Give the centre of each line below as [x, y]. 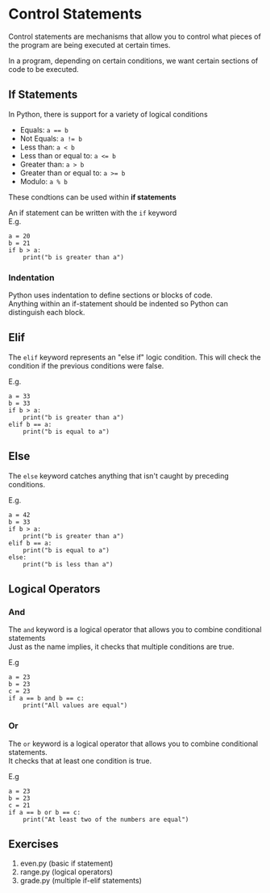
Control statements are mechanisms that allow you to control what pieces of [135, 36]
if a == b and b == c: [46, 699]
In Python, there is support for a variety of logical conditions [108, 114]
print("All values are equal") [75, 706]
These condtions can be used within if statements [92, 197]
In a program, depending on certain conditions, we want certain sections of [133, 61]
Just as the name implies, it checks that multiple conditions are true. [122, 647]
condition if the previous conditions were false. [86, 365]
